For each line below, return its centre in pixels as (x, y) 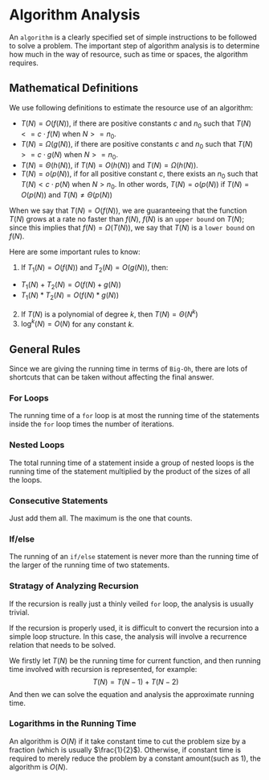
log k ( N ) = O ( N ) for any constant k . (77, 323)
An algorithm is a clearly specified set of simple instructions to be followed (133, 37)
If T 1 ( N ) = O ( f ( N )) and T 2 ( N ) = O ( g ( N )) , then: (94, 268)
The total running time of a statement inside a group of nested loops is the (132, 463)
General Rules (45, 349)
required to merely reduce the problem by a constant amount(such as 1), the (135, 758)
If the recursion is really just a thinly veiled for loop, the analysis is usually (131, 604)
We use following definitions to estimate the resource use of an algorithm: (131, 107)
